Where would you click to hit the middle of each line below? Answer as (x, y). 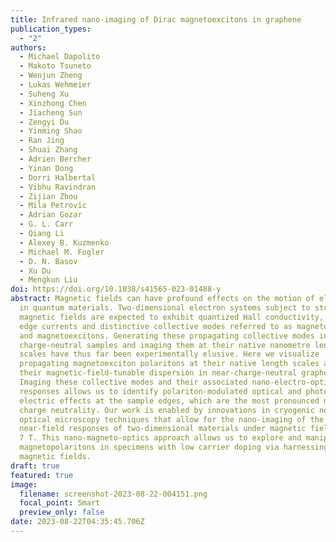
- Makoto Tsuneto (55, 66)
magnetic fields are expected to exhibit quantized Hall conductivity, (172, 317)
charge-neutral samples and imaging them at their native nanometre (165, 345)
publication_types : (51, 29)
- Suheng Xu (44, 94)
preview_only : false (62, 512)
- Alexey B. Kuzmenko (64, 242)
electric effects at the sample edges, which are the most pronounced (169, 401)
